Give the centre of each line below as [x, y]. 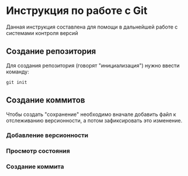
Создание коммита [35, 167]
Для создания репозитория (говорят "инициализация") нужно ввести [93, 65]
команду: [18, 72]
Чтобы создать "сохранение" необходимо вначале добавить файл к [91, 114]
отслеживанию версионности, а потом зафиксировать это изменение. [94, 120]
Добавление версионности [47, 135]
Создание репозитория [51, 52]
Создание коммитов [46, 100]
